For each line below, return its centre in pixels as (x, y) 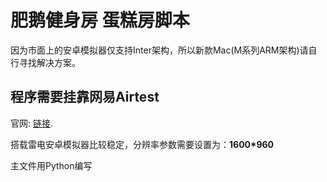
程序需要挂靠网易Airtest (85, 97)
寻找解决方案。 (49, 62)
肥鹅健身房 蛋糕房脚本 (100, 20)
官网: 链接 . (32, 123)
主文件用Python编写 (51, 165)
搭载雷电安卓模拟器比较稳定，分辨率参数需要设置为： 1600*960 (142, 144)
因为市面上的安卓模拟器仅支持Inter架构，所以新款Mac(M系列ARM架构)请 (159, 50)
